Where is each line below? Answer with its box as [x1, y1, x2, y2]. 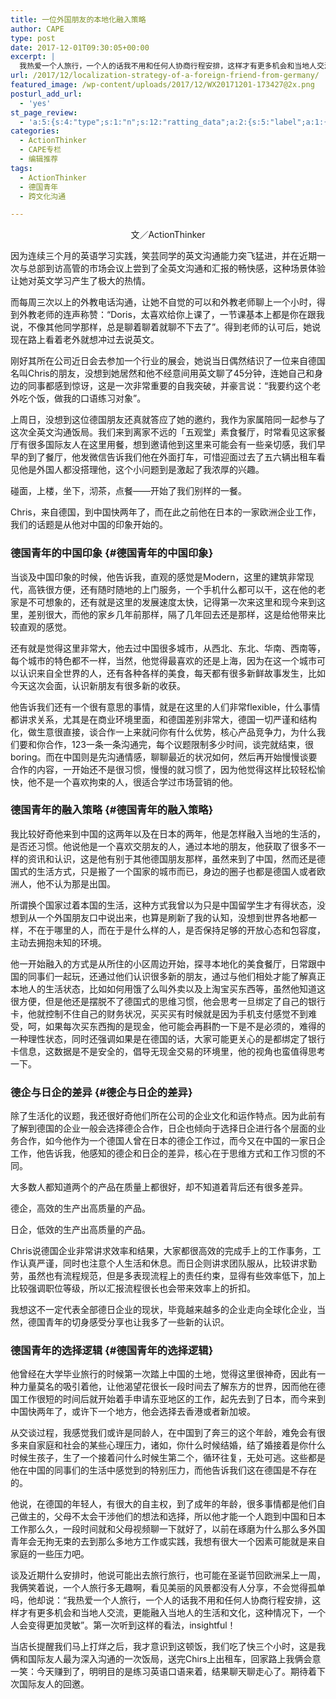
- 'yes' [19, 98, 52, 108]
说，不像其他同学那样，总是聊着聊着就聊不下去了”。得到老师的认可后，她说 [10, 321, 322, 333]
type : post [10, 33, 56, 43]
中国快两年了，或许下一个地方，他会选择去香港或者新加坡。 [10, 1406, 256, 1418]
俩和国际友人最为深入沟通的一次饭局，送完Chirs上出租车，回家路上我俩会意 [10, 1653, 322, 1665]
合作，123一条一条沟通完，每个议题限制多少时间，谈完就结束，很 [44, 738, 314, 750]
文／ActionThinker [130, 229, 206, 241]
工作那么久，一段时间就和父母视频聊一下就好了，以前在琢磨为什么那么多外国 [10, 1523, 326, 1535]
